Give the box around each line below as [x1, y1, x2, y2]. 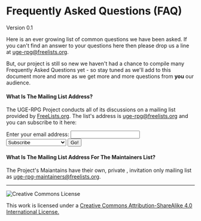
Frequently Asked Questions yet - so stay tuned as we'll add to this [6, 66, 172, 73]
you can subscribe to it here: [6, 119, 77, 126]
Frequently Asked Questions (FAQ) [6, 4, 182, 18]
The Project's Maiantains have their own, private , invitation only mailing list [6, 166, 192, 174]
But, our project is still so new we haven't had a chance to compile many [6, 60, 184, 67]
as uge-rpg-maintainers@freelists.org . [6, 173, 101, 180]
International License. [6, 208, 60, 216]
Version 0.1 [6, 24, 33, 31]
